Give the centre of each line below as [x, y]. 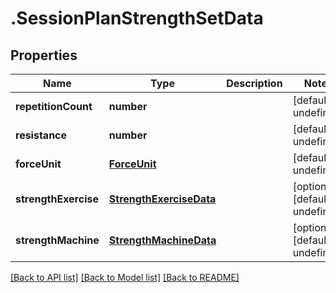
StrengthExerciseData [162, 199]
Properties [44, 55]
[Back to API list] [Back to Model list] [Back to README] [125, 277]
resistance [41, 135]
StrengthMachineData [162, 240]
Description [254, 83]
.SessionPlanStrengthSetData [137, 18]
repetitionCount [54, 106]
